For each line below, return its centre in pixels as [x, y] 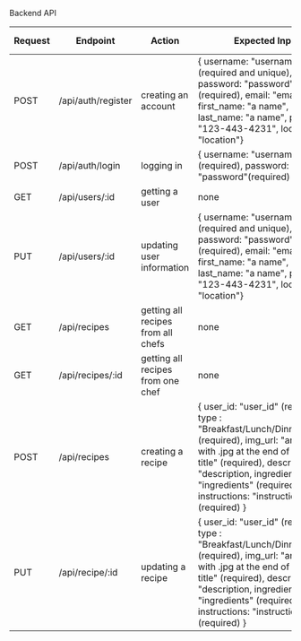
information [165, 268]
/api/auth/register [95, 100]
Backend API [33, 13]
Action [165, 41]
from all [157, 333]
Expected [254, 41]
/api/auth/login [90, 165]
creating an [165, 95]
